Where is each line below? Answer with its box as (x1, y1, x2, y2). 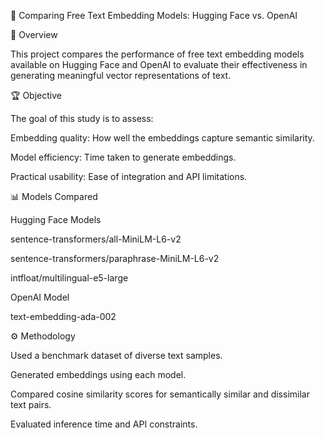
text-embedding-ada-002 (10, 311, 117, 322)
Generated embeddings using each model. (10, 369, 187, 380)
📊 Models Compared (10, 191, 98, 202)
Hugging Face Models (10, 214, 102, 225)
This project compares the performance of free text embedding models (10, 48, 305, 60)
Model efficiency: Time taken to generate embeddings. (10, 151, 237, 163)
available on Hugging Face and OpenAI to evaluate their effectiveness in (10, 59, 308, 70)
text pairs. (10, 399, 52, 410)
